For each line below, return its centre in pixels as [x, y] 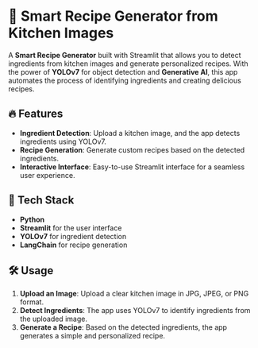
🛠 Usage [31, 271]
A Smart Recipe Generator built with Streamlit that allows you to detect [125, 55]
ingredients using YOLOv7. [63, 141]
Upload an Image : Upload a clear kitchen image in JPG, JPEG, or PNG [134, 294]
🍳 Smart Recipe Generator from [113, 16]
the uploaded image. [53, 319]
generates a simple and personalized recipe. [92, 336]
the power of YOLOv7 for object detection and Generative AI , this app [123, 72]
